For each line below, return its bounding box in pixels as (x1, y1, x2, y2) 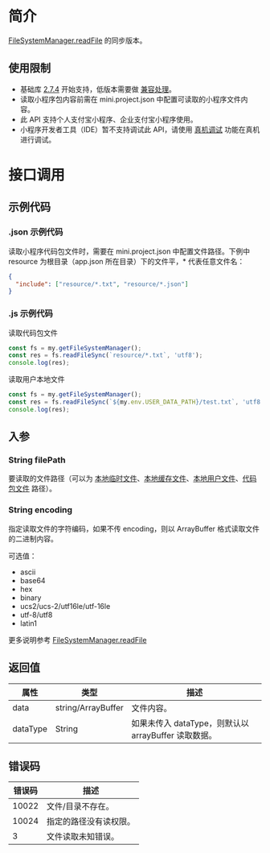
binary (19, 593, 42, 602)
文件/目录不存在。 (46, 801, 114, 812)
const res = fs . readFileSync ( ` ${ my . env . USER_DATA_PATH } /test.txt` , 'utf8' (8, 398, 264, 407)
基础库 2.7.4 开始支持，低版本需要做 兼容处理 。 (19, 84, 177, 93)
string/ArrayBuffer (55, 702, 124, 713)
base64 (19, 575, 46, 585)
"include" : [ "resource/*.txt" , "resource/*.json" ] (15, 280, 189, 288)
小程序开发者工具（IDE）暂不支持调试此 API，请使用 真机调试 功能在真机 (19, 124, 260, 134)
